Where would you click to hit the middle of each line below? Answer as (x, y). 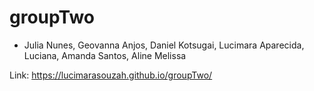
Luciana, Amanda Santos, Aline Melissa (105, 55)
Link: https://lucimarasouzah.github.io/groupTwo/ (111, 75)
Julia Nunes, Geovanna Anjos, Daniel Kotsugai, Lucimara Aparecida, (164, 45)
